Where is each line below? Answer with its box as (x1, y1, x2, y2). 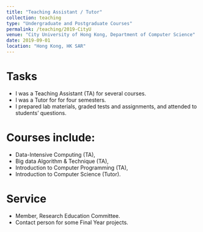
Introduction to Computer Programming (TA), (15, 163, 128, 171)
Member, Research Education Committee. (15, 212, 120, 219)
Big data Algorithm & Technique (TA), (15, 157, 109, 165)
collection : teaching (6, 15, 62, 21)
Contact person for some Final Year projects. (15, 219, 128, 226)
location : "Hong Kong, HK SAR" (6, 43, 86, 50)
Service (6, 192, 47, 206)
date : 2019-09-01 (6, 37, 51, 43)
